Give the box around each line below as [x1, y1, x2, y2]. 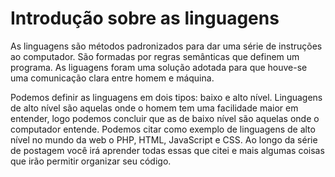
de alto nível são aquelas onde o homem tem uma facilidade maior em [10, 102, 299, 114]
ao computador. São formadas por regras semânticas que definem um [10, 50, 300, 62]
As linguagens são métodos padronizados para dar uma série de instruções [10, 40, 323, 52]
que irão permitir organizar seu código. [10, 155, 172, 167]
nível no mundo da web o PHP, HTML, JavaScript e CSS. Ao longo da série [10, 133, 318, 146]
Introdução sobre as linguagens [10, 7, 280, 30]
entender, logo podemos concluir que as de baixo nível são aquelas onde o [10, 112, 320, 124]
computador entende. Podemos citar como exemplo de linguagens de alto [10, 123, 316, 135]
